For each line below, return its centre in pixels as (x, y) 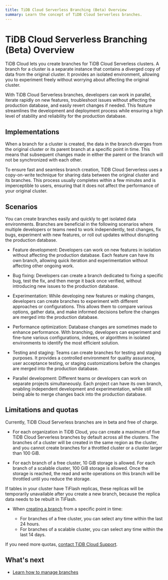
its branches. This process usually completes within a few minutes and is (80, 180)
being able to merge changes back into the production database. (79, 395)
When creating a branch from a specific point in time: (67, 509)
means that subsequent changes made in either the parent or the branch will (84, 155)
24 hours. (30, 524)
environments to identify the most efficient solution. (66, 343)
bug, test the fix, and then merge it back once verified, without (77, 281)
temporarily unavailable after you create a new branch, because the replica (83, 494)
